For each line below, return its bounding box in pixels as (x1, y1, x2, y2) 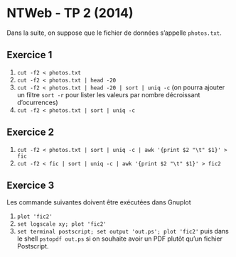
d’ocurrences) (16, 98, 58, 106)
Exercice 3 (6, 179, 55, 191)
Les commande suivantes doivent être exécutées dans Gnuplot (6, 198, 191, 207)
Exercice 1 (6, 49, 53, 61)
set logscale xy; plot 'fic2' (16, 221, 107, 228)
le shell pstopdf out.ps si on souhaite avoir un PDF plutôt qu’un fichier (16, 234, 223, 243)
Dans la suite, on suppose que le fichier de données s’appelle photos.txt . (6, 28, 222, 37)
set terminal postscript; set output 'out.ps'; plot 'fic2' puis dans (16, 227, 229, 236)
